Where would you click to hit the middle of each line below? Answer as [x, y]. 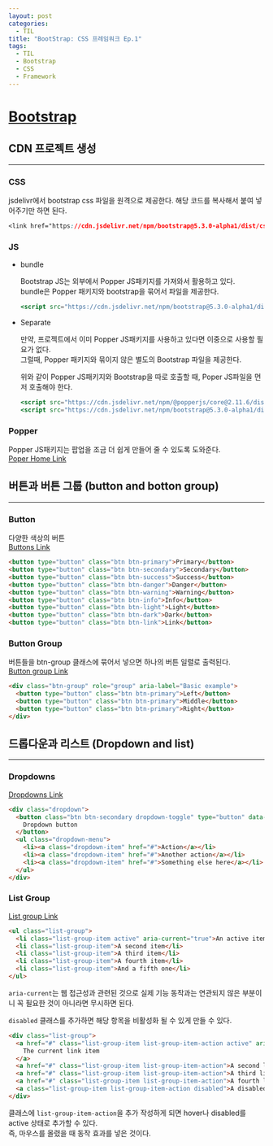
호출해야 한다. [51, 386]
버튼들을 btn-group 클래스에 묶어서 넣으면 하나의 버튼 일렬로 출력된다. [120, 662]
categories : [28, 24]
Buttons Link [29, 547]
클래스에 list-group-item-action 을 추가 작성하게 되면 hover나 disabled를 [127, 1113]
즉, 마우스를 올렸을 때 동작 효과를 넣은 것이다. [80, 1133]
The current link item [61, 1051]
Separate [35, 322]
